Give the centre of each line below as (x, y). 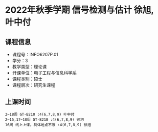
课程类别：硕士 (27, 79)
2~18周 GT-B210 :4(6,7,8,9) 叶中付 (40, 114)
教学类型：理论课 (29, 67)
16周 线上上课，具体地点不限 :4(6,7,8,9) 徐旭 (48, 125)
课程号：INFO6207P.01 (35, 55)
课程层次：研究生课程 (34, 85)
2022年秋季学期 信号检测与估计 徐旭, (79, 10)
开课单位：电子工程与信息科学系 (44, 73)
